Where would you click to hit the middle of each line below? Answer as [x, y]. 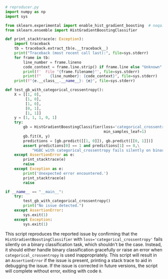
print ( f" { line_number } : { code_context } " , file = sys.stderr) [90, 76]
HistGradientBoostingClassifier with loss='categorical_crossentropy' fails [84, 239]
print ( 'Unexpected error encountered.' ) [66, 173]
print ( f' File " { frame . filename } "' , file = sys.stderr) [81, 72]
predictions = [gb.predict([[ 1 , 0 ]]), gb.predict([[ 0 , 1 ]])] [88, 141]
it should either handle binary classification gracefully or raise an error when [84, 250]
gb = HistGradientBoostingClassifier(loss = [69, 127]
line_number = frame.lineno [52, 62]
